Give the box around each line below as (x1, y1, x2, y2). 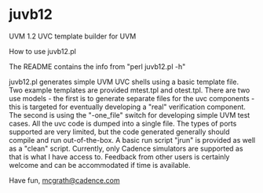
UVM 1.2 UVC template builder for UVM (9, 31, 137, 41)
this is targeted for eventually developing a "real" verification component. (9, 102, 247, 111)
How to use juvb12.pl (9, 46, 77, 56)
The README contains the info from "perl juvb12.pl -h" (9, 61, 186, 71)
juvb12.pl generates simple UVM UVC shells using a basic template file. (9, 77, 239, 86)
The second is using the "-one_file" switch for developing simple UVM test (9, 110, 250, 119)
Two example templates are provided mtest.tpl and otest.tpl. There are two (9, 85, 250, 95)
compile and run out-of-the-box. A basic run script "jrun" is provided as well (9, 135, 256, 144)
